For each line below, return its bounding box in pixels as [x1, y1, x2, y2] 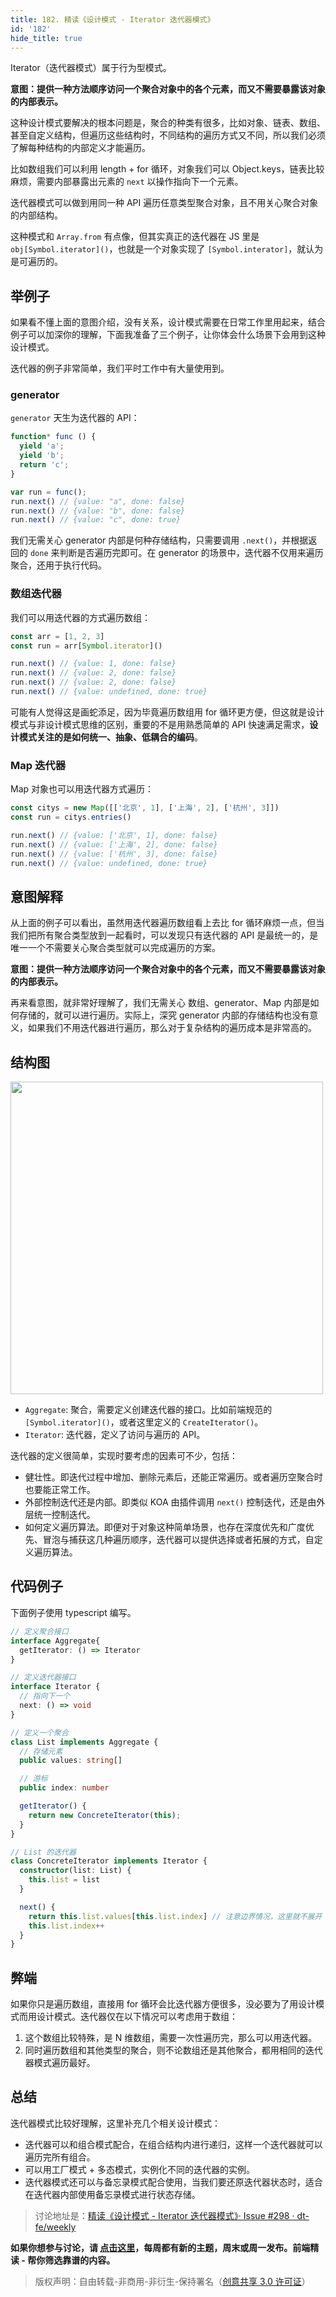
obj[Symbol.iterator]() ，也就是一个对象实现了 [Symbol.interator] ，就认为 [10, 243, 324, 255]
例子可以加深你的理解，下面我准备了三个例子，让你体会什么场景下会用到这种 [10, 329, 326, 341]
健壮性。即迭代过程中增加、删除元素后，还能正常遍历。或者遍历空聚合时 [24, 1471, 323, 1483]
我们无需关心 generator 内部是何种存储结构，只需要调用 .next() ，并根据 [10, 534, 309, 546]
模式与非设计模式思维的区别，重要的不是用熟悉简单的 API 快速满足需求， [10, 718, 310, 730]
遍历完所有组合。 [24, 2151, 96, 2163]
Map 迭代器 [10, 758, 67, 772]
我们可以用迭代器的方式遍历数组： [10, 611, 151, 623]
